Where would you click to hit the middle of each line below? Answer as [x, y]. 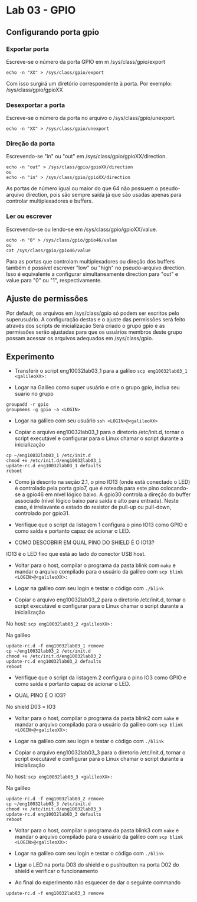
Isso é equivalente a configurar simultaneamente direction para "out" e [92, 274]
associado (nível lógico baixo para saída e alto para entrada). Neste [96, 501]
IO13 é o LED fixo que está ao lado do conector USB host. [76, 554]
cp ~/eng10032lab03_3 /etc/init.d [49, 804]
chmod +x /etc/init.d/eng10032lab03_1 [54, 461]
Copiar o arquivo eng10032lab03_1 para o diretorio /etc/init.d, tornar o [99, 432]
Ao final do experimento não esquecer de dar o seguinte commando [98, 883]
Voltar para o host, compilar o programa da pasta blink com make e [95, 565]
